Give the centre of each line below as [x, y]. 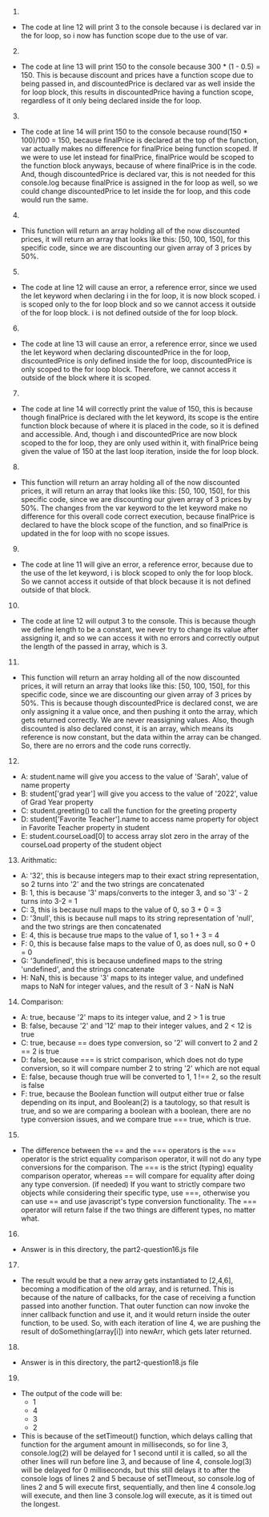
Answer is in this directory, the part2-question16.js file [110, 1249]
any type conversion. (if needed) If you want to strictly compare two [133, 1184]
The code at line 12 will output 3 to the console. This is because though [138, 621]
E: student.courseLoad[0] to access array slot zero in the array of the [134, 836]
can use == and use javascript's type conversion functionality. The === [139, 1201]
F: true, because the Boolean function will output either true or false [132, 1094]
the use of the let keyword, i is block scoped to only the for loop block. [137, 573]
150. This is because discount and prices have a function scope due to [137, 75]
